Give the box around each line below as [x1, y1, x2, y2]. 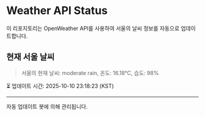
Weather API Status [6, 4, 108, 18]
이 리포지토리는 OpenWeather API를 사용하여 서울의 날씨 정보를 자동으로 [6, 24, 180, 32]
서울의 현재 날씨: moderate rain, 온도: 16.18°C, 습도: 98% [21, 69, 159, 76]
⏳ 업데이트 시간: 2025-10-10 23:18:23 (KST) [6, 82, 114, 89]
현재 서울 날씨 [6, 52, 55, 62]
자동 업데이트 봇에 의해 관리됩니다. [6, 103, 88, 110]
